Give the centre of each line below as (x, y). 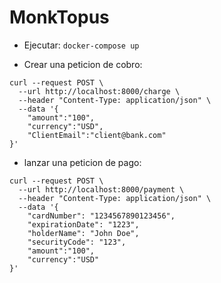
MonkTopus (59, 17)
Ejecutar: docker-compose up (81, 45)
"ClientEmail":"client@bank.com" (97, 135)
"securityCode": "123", (77, 242)
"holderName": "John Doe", (83, 233)
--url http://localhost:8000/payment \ (101, 189)
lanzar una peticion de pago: (82, 162)
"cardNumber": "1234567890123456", (101, 216)
